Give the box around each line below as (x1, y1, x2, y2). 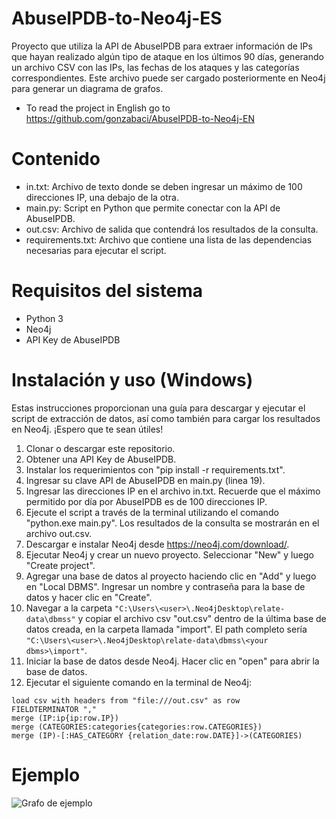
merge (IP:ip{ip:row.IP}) (11, 713, 119, 723)
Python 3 (25, 312, 64, 324)
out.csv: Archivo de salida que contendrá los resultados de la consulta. (25, 223, 319, 235)
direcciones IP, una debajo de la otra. (25, 191, 179, 203)
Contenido (11, 148, 101, 171)
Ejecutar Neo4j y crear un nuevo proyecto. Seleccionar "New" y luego (25, 548, 314, 561)
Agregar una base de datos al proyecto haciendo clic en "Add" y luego (25, 570, 317, 582)
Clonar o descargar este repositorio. (25, 442, 176, 454)
